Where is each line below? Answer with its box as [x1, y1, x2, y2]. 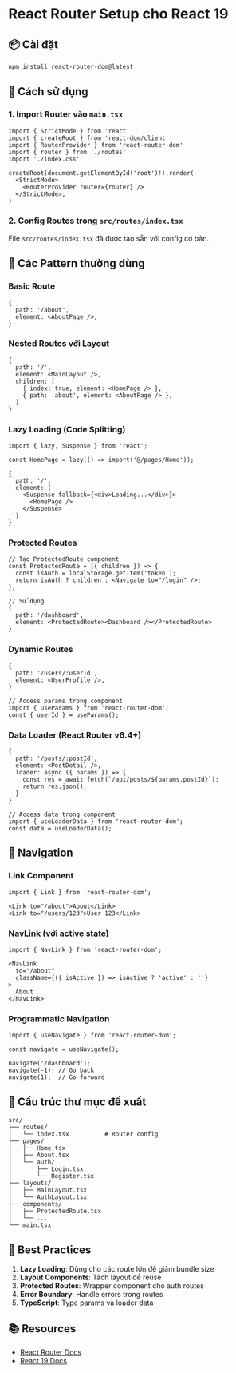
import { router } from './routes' [8, 148, 127, 156]
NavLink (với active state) [8, 928, 109, 939]
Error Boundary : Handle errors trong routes [19, 1289, 163, 1299]
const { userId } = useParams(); [8, 710, 120, 719]
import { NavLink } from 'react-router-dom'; [8, 946, 162, 954]
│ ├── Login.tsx [8, 1165, 84, 1173]
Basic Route [8, 281, 56, 292]
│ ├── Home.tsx [8, 1144, 66, 1152]
